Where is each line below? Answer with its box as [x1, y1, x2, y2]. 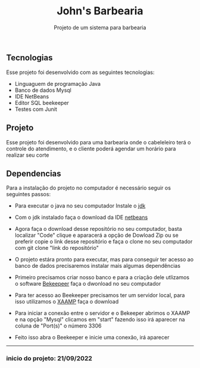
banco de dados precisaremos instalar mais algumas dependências [14, 262, 180, 270]
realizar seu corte [6, 151, 49, 159]
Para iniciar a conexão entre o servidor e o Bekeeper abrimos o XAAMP [14, 310, 190, 317]
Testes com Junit [14, 106, 58, 113]
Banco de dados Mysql [14, 86, 71, 94]
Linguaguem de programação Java [14, 80, 101, 87]
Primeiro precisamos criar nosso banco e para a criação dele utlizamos [14, 274, 189, 281]
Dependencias [6, 168, 61, 178]
